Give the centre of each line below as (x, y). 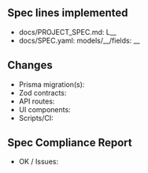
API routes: (37, 101)
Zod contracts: (43, 92)
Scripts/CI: (36, 118)
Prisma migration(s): (52, 84)
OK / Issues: (39, 162)
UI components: (45, 109)
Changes (30, 65)
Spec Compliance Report (70, 143)
